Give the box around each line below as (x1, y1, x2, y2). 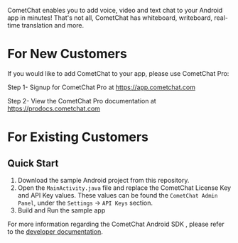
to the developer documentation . (7, 227, 103, 236)
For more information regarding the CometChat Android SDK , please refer (7, 220, 225, 228)
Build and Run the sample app (17, 205, 106, 215)
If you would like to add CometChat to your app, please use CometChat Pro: (7, 69, 229, 77)
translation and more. (21, 21, 85, 29)
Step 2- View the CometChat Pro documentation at (7, 96, 156, 105)
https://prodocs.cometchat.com (7, 104, 101, 113)
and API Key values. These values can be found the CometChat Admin (17, 191, 218, 199)
